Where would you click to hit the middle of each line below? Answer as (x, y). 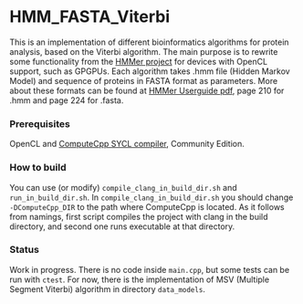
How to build (38, 168)
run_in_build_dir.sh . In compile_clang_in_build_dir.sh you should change (151, 197)
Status (24, 250)
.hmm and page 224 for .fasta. (67, 100)
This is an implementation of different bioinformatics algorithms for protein (149, 42)
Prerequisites (40, 123)
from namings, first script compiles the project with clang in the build (139, 216)
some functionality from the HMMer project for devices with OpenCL (138, 61)
